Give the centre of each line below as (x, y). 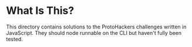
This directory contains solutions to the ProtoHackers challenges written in (96, 27)
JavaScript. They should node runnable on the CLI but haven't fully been (94, 32)
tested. (15, 39)
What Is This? (40, 11)
